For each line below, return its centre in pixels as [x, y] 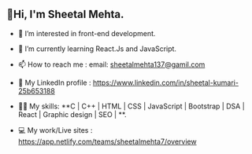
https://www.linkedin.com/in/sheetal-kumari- [165, 82]
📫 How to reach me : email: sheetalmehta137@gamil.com [111, 64]
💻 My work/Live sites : [55, 130]
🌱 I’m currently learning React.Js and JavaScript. [97, 49]
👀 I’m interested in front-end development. [87, 33]
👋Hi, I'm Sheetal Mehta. [65, 15]
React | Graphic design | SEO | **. [72, 114]
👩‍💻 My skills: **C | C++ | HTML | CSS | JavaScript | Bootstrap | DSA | [131, 106]
